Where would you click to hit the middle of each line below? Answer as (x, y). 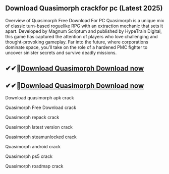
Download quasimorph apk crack (40, 98)
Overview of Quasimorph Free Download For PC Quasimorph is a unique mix (85, 20)
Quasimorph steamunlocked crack (41, 137)
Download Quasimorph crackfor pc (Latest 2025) (84, 8)
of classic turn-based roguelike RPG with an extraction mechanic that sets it (84, 26)
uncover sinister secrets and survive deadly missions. (61, 52)
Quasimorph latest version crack (39, 127)
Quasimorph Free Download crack (41, 107)
